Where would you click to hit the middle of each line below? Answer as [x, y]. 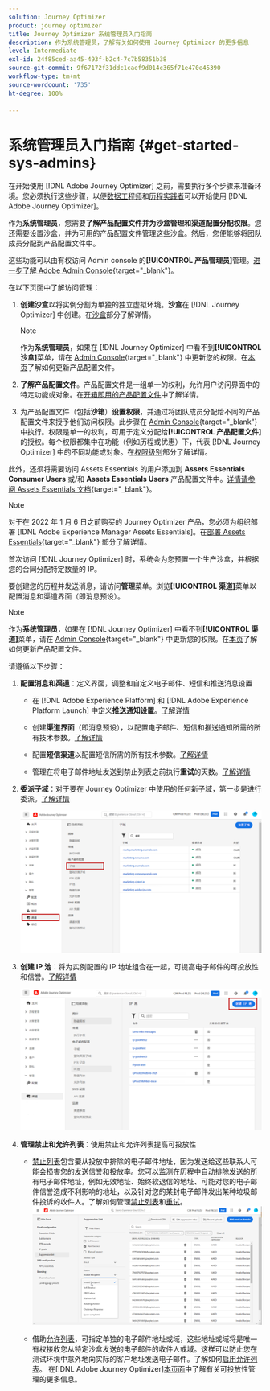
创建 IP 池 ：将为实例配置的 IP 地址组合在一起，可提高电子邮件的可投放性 [139, 966]
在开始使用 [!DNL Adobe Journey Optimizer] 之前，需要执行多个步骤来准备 [131, 186]
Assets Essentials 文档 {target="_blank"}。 [87, 489]
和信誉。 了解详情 [48, 977]
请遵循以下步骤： [37, 666]
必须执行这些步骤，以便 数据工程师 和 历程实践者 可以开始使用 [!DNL [138, 196]
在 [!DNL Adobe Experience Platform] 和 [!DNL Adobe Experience [140, 701]
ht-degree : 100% [35, 93]
